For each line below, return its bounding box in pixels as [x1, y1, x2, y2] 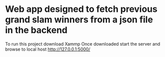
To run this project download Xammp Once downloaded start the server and [5, 41, 161, 47]
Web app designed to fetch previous [5, 3, 158, 15]
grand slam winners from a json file [5, 14, 153, 25]
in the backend [5, 25, 68, 36]
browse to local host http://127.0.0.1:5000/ [5, 46, 91, 52]
